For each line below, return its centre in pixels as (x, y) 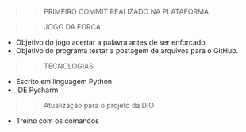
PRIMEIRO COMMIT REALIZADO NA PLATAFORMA (126, 12)
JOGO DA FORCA (72, 27)
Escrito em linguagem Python (64, 82)
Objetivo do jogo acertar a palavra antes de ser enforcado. (111, 42)
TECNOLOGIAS (68, 66)
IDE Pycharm (37, 90)
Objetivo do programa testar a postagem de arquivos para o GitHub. (127, 50)
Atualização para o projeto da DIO (99, 105)
